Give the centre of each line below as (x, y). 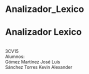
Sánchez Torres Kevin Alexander (39, 67)
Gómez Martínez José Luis (33, 62)
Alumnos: (15, 56)
